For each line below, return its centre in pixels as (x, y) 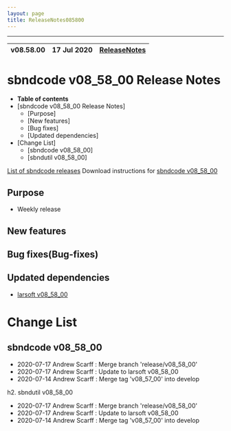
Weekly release (39, 209)
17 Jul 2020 (72, 50)
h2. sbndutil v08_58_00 (40, 392)
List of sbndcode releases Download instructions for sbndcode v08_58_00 (112, 171)
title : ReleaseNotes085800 (46, 20)
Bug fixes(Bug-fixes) (53, 255)
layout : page (26, 13)
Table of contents (43, 99)
